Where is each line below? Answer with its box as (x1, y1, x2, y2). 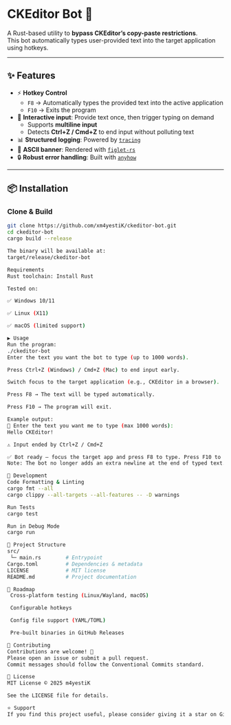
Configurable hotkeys (10, 605, 72, 612)
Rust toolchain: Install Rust (7, 273, 94, 280)
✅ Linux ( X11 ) (7, 310, 49, 317)
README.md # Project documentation (7, 573, 137, 580)
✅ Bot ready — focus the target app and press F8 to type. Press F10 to (7, 454, 221, 460)
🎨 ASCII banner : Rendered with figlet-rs (16, 145, 136, 153)
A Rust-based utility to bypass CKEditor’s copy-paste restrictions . (7, 29, 198, 37)
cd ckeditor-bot (7, 229, 54, 236)
